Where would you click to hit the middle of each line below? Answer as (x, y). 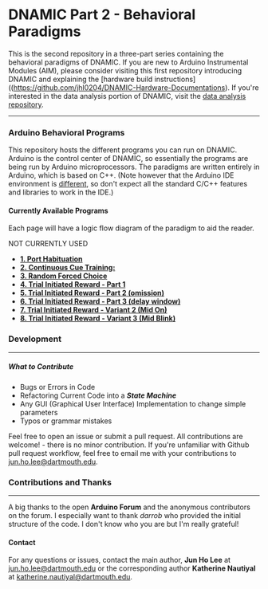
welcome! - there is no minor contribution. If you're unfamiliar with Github (129, 445)
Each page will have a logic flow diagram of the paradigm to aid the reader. (132, 228)
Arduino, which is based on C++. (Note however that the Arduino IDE (121, 175)
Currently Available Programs (59, 210)
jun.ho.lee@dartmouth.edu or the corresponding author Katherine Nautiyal (132, 568)
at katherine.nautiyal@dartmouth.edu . (71, 577)
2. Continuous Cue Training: (67, 268)
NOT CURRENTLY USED (48, 244)
